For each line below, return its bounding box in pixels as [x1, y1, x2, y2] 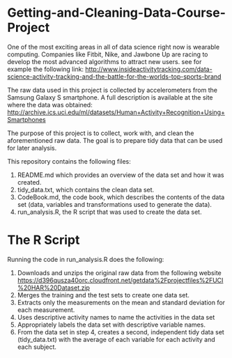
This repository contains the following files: [7, 157, 131, 165]
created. [17, 178, 42, 186]
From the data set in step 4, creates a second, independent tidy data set [17, 327, 224, 336]
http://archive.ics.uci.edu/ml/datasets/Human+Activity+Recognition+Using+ [7, 108, 225, 116]
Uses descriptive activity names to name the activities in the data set [17, 313, 215, 321]
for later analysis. [7, 143, 57, 152]
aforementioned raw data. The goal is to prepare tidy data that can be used [7, 136, 223, 144]
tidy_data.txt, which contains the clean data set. [17, 185, 155, 194]
